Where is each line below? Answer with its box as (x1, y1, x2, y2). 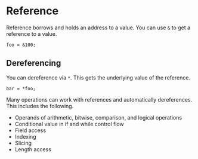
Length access (14, 145, 52, 153)
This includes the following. (6, 102, 74, 109)
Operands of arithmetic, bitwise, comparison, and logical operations (14, 114, 182, 121)
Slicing (14, 139, 32, 146)
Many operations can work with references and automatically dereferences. (6, 96, 193, 103)
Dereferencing (6, 58, 61, 68)
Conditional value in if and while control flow (14, 120, 124, 127)
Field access (14, 127, 47, 134)
